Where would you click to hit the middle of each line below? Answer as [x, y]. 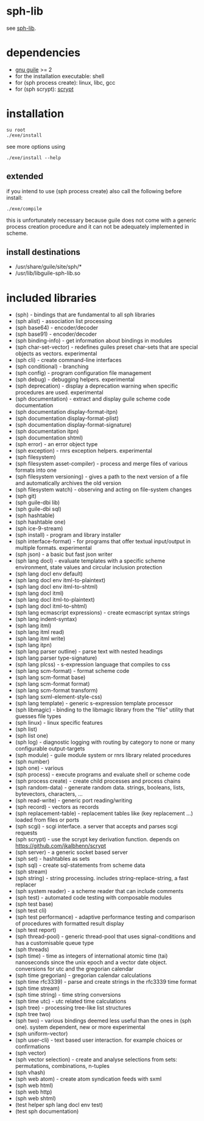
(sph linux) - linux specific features [59, 723]
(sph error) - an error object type [56, 444]
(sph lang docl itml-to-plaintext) [55, 600]
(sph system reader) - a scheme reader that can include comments [99, 891]
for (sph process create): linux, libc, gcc [65, 82]
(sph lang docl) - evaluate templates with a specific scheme [90, 561]
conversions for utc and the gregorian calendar [74, 969]
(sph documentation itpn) [47, 432]
